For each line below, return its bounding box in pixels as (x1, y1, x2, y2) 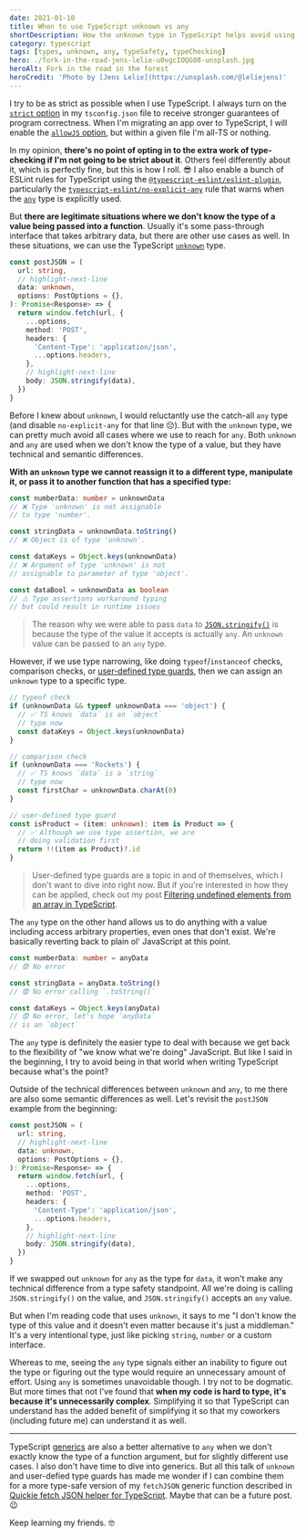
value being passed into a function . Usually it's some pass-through (9, 220, 265, 231)
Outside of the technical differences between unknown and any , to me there (9, 1083, 289, 1095)
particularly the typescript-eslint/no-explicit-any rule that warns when (9, 183, 285, 194)
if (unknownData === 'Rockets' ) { (9, 760, 141, 769)
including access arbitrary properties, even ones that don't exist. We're (9, 926, 276, 936)
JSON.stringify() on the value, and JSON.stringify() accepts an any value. (9, 1292, 293, 1303)
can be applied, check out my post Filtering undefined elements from (31, 889, 291, 900)
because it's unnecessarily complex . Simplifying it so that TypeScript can (9, 1396, 290, 1406)
